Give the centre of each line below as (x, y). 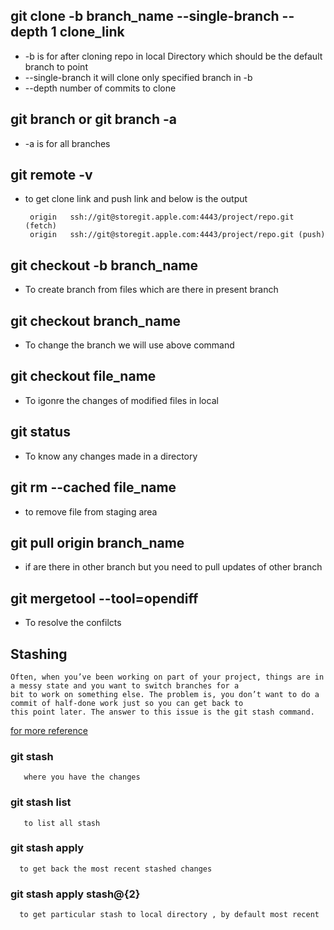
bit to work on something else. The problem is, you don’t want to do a (165, 694)
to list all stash (62, 823)
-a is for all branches (67, 143)
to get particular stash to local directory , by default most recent (169, 915)
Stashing (39, 654)
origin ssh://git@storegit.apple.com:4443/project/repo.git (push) (177, 235)
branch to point (56, 66)
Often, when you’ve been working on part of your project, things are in (167, 677)
